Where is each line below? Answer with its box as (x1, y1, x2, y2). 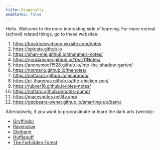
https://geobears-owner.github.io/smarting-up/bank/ (12, 99, 122, 105)
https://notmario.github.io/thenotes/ (12, 67, 87, 73)
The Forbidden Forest (12, 139, 58, 145)
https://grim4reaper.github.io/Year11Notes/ (12, 56, 101, 62)
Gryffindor (12, 118, 34, 124)
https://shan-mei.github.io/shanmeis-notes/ (12, 51, 103, 57)
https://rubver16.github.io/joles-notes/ (12, 83, 91, 89)
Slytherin (12, 129, 32, 135)
